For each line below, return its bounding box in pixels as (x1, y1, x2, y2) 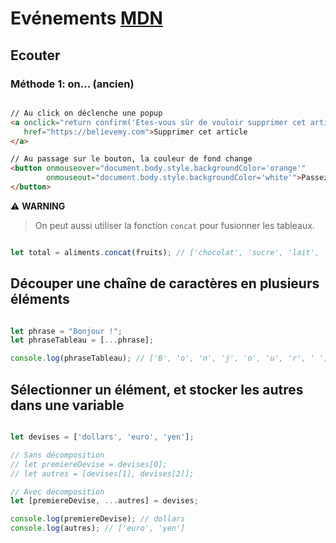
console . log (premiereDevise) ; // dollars (10, 514, 186, 524)
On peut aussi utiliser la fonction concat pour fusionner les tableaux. (34, 219, 315, 231)
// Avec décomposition (10, 487, 105, 497)
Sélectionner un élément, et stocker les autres (10, 381, 304, 398)
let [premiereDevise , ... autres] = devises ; (10, 496, 199, 506)
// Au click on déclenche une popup (10, 108, 163, 118)
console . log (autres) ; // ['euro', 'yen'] (10, 523, 186, 534)
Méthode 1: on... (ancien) (10, 77, 135, 91)
